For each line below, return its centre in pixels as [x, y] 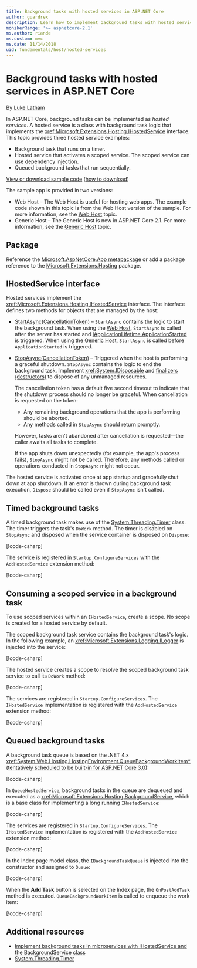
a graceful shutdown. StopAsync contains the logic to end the [88, 364]
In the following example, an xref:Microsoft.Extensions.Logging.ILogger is [95, 641]
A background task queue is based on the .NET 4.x [67, 755]
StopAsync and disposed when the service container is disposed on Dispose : [98, 535]
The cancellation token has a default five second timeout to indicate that [102, 388]
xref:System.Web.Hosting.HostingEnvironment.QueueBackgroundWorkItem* [98, 761]
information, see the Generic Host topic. [63, 226]
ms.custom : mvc [25, 39]
